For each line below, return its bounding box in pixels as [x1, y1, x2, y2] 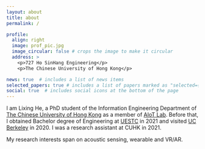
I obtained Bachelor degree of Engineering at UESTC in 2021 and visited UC [6, 117, 196, 125]
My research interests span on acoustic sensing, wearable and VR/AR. [6, 136, 183, 144]
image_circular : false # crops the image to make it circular [12, 48, 173, 55]
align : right [12, 37, 45, 43]
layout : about [6, 9, 43, 15]
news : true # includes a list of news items [6, 76, 124, 82]
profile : [6, 31, 29, 37]
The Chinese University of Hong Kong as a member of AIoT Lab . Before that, [6, 111, 199, 118]
